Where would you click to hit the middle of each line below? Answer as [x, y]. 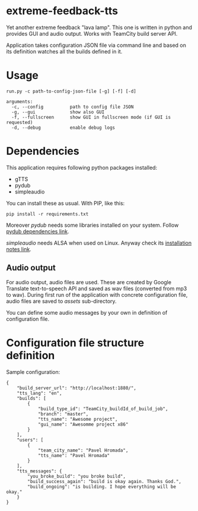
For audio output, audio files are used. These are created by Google [89, 282]
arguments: [20, 101]
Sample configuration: [33, 372]
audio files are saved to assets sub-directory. [61, 301]
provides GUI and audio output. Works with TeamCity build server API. [92, 33]
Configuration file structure [75, 343]
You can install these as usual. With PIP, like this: [66, 203]
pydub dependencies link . [38, 231]
